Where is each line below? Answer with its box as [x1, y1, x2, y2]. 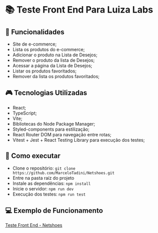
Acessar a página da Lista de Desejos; [12, 63, 92, 68]
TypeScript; [12, 110, 37, 116]
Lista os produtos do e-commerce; [12, 47, 85, 52]
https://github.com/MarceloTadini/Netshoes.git [12, 170, 115, 175]
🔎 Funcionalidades [5, 27, 65, 36]
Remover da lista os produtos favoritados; [12, 73, 100, 79]
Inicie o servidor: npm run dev [12, 185, 74, 191]
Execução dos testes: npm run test [12, 191, 86, 197]
